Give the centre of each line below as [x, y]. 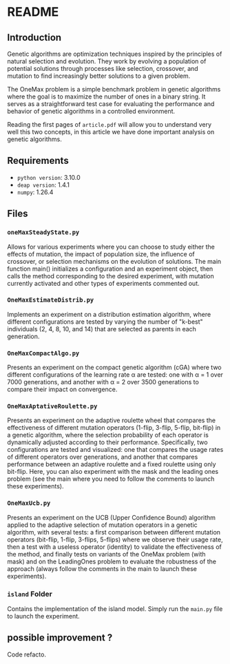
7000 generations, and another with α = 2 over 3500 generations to [103, 382]
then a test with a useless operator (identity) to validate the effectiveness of [114, 547]
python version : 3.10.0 [49, 177]
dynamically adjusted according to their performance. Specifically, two [107, 442]
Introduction [34, 38]
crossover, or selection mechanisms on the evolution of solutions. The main [114, 261]
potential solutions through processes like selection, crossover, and [103, 69]
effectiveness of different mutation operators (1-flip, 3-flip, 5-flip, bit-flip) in [114, 428]
